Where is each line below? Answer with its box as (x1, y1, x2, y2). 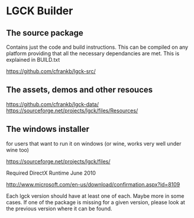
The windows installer (6, 124, 90, 134)
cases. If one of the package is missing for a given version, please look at (6, 198, 185, 206)
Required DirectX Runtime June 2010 (6, 169, 96, 176)
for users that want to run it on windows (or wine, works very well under (6, 140, 182, 147)
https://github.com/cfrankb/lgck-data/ (6, 100, 99, 108)
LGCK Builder (6, 4, 73, 18)
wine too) (6, 146, 30, 153)
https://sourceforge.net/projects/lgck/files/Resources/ (6, 107, 138, 114)
